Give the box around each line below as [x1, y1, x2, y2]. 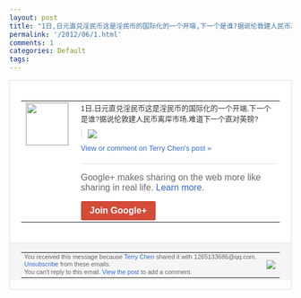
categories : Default [9, 47, 87, 56]
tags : [9, 55, 30, 64]
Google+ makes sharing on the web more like [80, 171, 262, 182]
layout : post [9, 13, 58, 22]
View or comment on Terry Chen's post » [80, 143, 212, 153]
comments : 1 [9, 38, 54, 48]
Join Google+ [89, 205, 148, 215]
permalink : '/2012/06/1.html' [9, 30, 123, 39]
